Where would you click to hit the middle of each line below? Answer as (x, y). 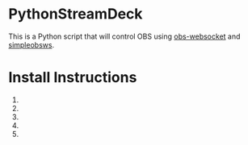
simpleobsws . (32, 44)
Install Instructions (73, 78)
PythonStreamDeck (76, 14)
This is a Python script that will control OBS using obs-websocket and (124, 36)
